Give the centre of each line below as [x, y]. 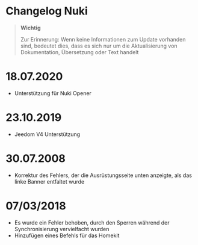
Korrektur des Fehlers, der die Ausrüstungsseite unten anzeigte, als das [103, 175]
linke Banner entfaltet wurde [49, 181]
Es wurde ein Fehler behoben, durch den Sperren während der [92, 222]
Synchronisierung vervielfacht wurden [62, 229]
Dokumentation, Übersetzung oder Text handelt [79, 52]
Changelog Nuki [47, 11]
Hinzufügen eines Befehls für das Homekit [67, 235]
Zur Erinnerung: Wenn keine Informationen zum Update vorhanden [103, 39]
